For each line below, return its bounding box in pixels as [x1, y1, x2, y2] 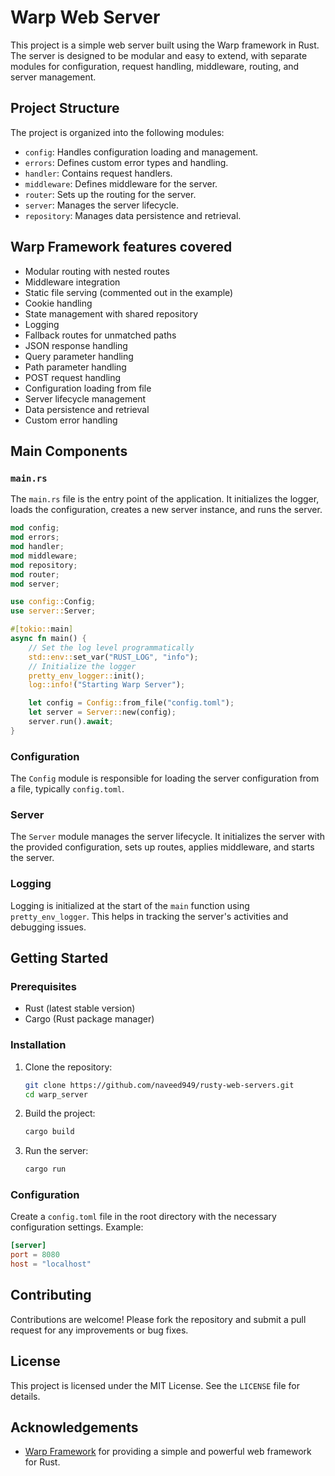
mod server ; [10, 579, 60, 589]
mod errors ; [10, 532, 60, 543]
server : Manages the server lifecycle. [24, 199, 180, 211]
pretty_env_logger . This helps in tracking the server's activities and [10, 910, 289, 922]
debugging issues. [10, 921, 87, 933]
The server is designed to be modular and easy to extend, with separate [10, 49, 308, 61]
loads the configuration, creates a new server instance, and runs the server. [10, 504, 323, 516]
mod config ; [10, 523, 60, 533]
